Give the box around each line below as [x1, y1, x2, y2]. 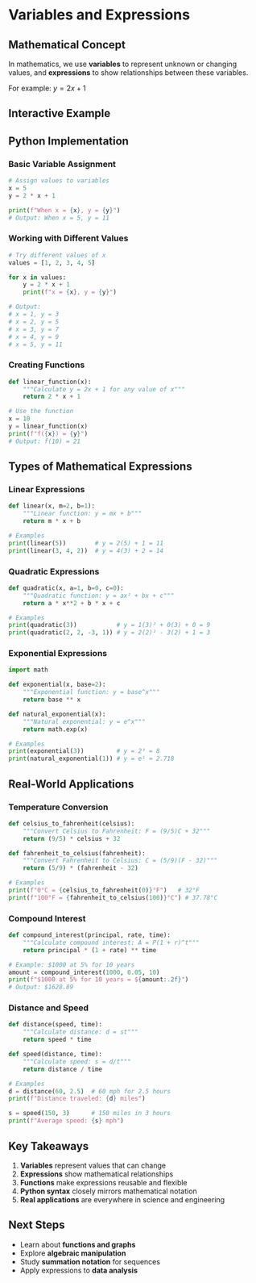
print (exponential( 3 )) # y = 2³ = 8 [8, 747, 160, 755]
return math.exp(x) [23, 725, 89, 733]
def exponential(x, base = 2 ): [8, 680, 106, 689]
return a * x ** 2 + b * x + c [23, 599, 121, 607]
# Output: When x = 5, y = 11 [8, 214, 110, 222]
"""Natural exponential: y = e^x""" [23, 717, 147, 725]
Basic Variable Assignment [8, 158, 117, 169]
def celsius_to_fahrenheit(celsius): [8, 819, 135, 828]
